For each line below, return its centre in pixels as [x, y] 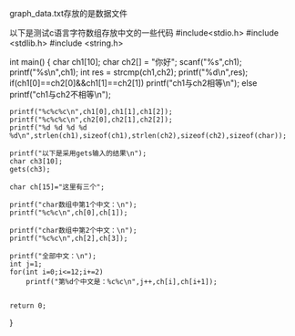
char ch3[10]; [36, 162]
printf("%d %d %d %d [49, 128]
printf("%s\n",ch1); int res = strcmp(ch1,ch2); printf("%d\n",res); [129, 72]
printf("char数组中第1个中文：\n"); [73, 205]
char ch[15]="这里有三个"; [57, 187]
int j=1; [26, 264]
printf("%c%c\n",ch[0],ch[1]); [69, 213]
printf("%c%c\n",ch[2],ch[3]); [69, 238]
